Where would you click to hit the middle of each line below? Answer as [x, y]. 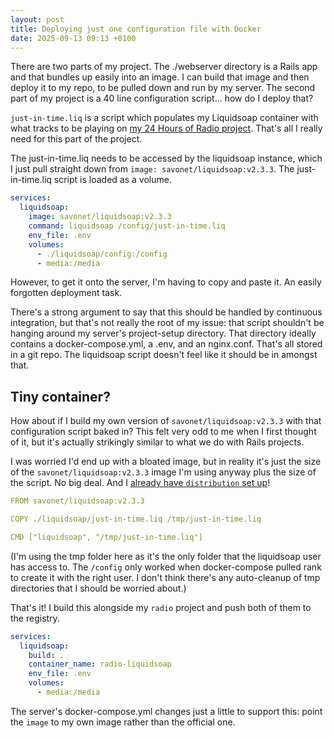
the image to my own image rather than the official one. [123, 722]
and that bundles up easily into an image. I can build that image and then [160, 77]
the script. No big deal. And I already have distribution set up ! [140, 483]
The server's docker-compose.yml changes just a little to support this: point [166, 711]
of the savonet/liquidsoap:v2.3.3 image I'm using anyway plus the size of [163, 472]
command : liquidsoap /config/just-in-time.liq [127, 226]
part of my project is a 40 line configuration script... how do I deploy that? [162, 98]
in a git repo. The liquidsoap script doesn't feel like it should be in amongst [164, 355]
